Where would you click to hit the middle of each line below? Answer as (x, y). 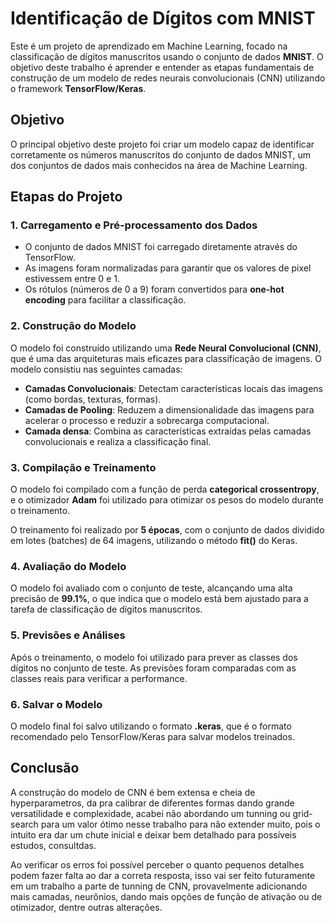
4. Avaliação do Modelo (68, 566)
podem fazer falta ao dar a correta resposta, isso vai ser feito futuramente (163, 875)
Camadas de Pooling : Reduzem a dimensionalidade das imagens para (169, 409)
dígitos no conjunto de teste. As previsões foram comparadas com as (153, 668)
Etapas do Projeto (66, 197)
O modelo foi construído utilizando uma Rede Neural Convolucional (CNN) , (166, 348)
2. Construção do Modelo (73, 326)
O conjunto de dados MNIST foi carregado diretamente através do (161, 247)
